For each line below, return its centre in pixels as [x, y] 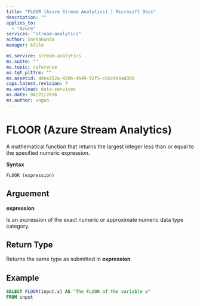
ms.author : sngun [28, 100]
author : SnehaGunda [30, 39]
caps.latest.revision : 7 [37, 84]
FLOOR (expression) [30, 175]
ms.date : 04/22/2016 [32, 95]
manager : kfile [25, 45]
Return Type [30, 245]
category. [18, 226]
